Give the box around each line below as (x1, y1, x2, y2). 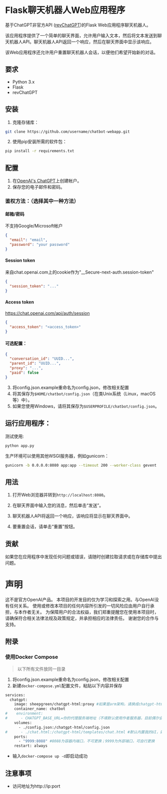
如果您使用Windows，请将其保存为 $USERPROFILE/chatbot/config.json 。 (12, 403, 160, 409)
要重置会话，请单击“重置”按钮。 (12, 523, 78, 530)
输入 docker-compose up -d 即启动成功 (12, 753, 88, 759)
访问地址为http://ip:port (12, 783, 61, 789)
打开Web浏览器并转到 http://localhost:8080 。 (12, 492, 108, 498)
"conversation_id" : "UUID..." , (9, 356, 75, 361)
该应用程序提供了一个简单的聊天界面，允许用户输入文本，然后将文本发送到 (5, 32, 158, 38)
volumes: (14, 720, 32, 725)
